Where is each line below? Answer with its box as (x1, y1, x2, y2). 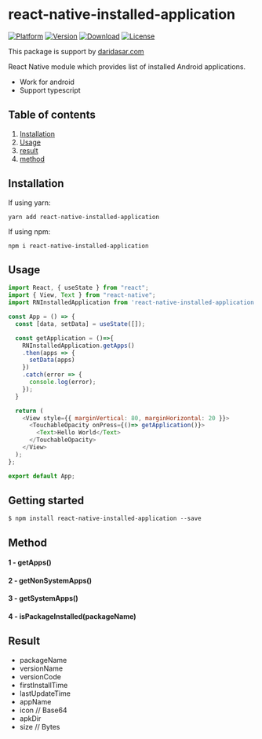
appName (19, 697, 52, 706)
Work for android (19, 77, 75, 86)
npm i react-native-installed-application (8, 242, 149, 250)
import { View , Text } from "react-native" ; (8, 291, 156, 299)
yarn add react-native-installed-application (8, 213, 159, 221)
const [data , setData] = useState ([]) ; (15, 320, 146, 327)
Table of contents (8, 108, 96, 122)
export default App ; (8, 472, 76, 480)
